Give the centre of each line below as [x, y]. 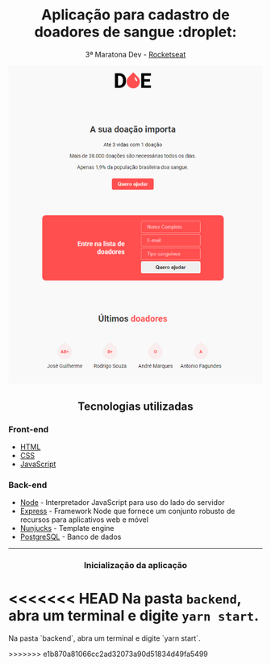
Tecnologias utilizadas [135, 406]
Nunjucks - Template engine [67, 528]
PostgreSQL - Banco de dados [71, 537]
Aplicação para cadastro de [135, 15]
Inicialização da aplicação [135, 566]
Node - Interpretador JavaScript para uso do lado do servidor [122, 503]
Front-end [29, 429]
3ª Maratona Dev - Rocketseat [135, 54]
